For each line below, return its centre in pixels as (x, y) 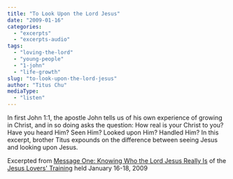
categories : (24, 26)
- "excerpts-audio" (42, 40)
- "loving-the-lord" (43, 53)
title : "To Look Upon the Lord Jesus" (64, 14)
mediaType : (23, 91)
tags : (15, 46)
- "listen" (29, 98)
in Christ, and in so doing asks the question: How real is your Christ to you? (115, 125)
